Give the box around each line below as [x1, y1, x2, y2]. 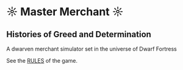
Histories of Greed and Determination [6, 29, 151, 40]
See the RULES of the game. [6, 57, 78, 64]
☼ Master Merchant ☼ [6, 5, 124, 19]
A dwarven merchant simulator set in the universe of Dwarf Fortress [6, 45, 177, 52]
